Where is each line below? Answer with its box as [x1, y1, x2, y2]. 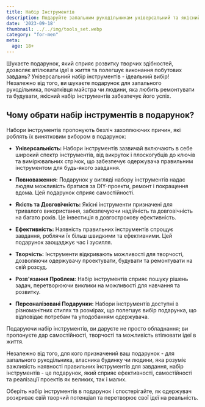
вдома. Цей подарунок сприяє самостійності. [15, 189, 135, 196]
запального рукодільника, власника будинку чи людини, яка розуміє [6, 356, 187, 364]
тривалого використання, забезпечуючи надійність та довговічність [15, 207, 193, 215]
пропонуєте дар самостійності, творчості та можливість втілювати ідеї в [6, 331, 196, 339]
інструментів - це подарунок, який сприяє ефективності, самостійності [6, 369, 193, 376]
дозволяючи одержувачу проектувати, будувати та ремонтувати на [15, 257, 193, 264]
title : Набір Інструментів [6, 9, 75, 15]
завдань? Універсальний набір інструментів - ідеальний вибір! [6, 73, 170, 80]
